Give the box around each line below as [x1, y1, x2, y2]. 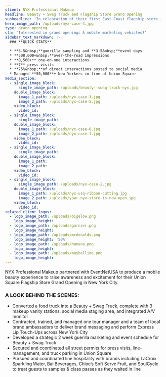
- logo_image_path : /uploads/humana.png [9, 241, 94, 246]
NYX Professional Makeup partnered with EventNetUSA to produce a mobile [5, 269, 161, 275]
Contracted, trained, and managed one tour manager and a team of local [12, 319, 161, 325]
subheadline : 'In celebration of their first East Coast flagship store [5, 16, 158, 21]
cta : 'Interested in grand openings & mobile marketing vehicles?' [5, 30, 147, 35]
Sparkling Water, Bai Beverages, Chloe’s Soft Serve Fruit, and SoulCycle [12, 361, 159, 367]
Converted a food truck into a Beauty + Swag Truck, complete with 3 [12, 303, 153, 309]
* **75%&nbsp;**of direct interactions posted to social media [9, 67, 142, 72]
